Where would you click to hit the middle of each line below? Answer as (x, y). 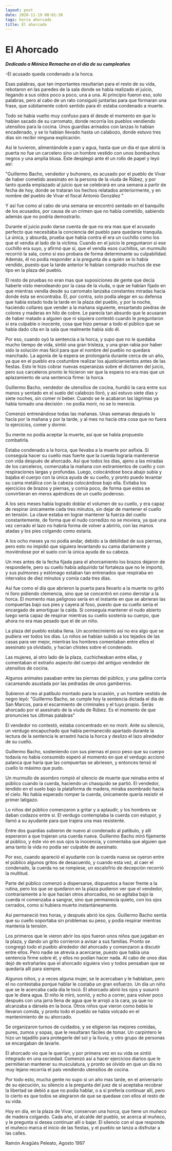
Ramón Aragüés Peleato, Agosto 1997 (45, 1143)
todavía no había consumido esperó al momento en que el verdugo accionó (85, 757)
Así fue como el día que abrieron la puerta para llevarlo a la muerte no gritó (85, 588)
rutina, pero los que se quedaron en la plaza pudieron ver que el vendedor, (84, 889)
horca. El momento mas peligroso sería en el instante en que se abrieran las (85, 599)
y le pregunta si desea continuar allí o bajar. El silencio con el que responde (85, 1122)
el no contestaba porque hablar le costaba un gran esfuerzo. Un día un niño (85, 984)
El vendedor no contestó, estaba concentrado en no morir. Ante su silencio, (85, 726)
